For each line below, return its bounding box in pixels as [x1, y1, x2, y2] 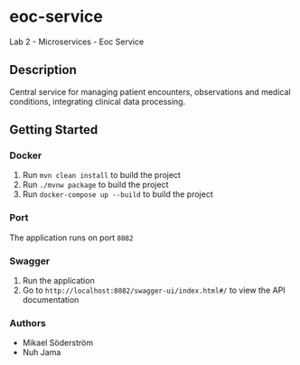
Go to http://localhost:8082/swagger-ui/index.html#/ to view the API [22, 285, 286, 295]
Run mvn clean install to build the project [22, 170, 181, 181]
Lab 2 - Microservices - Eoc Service [9, 36, 145, 47]
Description [9, 62, 77, 78]
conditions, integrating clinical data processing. [9, 96, 186, 107]
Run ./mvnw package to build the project [22, 179, 169, 191]
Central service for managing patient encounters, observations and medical [9, 86, 291, 97]
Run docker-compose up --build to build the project [22, 189, 214, 200]
